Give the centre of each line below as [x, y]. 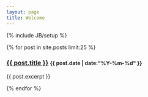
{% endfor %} [24, 88]
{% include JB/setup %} [37, 35]
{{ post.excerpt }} [28, 76]
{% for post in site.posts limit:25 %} [51, 47]
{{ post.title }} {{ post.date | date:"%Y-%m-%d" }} [74, 63]
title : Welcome [26, 18]
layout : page [23, 12]
